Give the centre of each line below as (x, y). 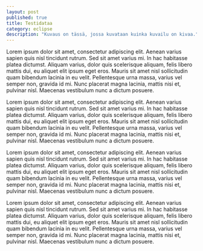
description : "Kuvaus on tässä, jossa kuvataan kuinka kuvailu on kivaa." (102, 35)
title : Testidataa (29, 23)
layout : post (23, 12)
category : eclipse (29, 29)
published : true (27, 18)
